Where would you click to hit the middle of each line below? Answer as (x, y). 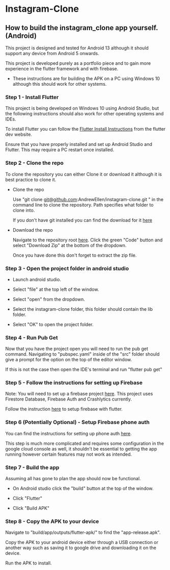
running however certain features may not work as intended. (69, 454)
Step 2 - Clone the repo (34, 163)
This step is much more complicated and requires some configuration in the (85, 443)
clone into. (24, 210)
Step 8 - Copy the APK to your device (52, 521)
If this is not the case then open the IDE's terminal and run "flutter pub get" (84, 369)
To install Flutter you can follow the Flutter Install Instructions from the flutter (86, 129)
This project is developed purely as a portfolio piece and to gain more (78, 63)
